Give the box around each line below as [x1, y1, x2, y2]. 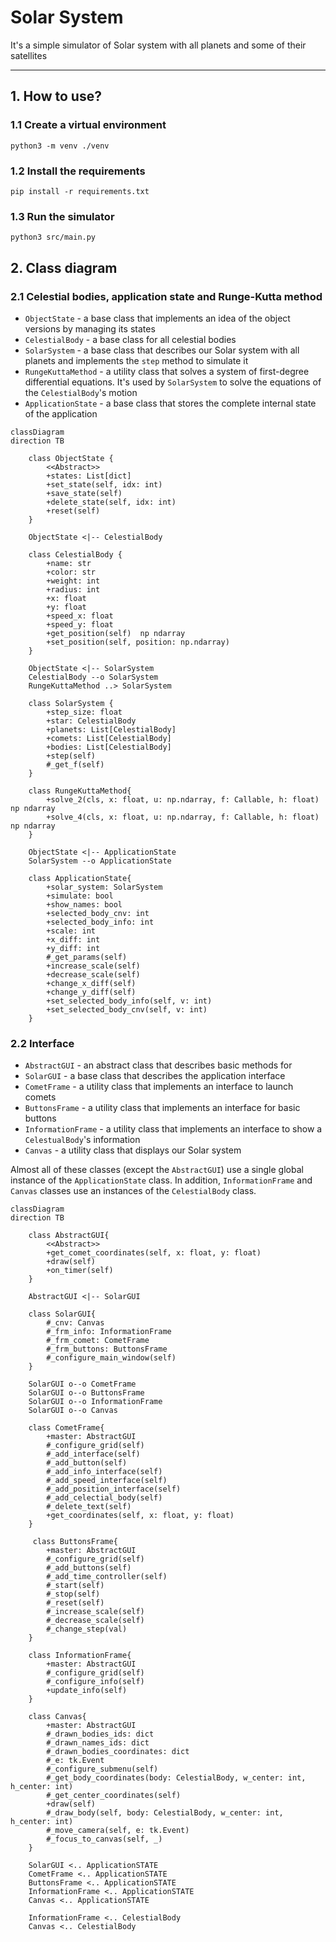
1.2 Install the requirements [10, 164, 146, 178]
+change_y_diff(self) [46, 987, 137, 997]
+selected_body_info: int [46, 917, 155, 927]
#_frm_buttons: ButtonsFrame [46, 1344, 168, 1355]
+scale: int [46, 926, 97, 936]
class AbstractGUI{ [28, 1231, 110, 1241]
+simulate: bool [46, 891, 114, 901]
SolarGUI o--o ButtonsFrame [28, 1388, 145, 1398]
